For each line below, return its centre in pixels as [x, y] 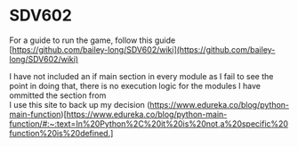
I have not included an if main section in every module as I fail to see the [141, 76]
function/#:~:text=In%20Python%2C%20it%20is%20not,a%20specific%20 [149, 123]
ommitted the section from [58, 95]
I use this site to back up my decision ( [80, 104]
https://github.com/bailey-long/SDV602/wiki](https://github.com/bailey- [144, 49]
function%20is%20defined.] [61, 133]
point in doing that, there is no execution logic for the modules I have [135, 86]
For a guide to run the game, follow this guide [93, 40]
